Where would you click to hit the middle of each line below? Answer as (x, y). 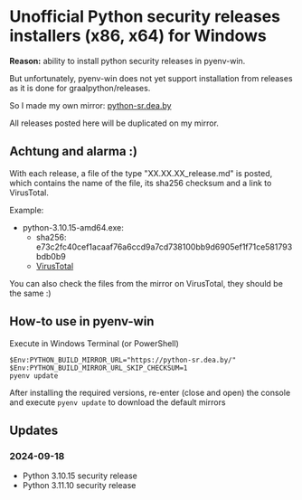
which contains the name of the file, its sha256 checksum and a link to (141, 183)
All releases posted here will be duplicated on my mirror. (114, 123)
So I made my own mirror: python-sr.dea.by (90, 105)
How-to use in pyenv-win (82, 321)
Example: (27, 210)
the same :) (30, 293)
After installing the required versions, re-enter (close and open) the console (150, 392)
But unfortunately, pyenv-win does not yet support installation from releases (151, 78)
